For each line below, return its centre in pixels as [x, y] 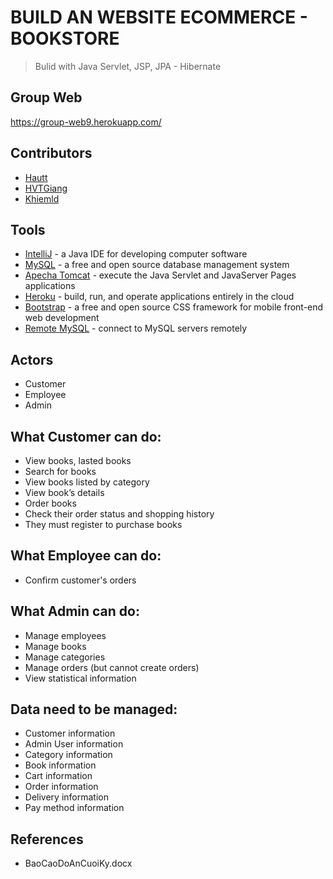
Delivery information [66, 797]
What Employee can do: [86, 556]
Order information [61, 787]
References [47, 839]
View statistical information [80, 678]
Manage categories [65, 657]
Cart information [58, 776]
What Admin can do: [75, 611]
